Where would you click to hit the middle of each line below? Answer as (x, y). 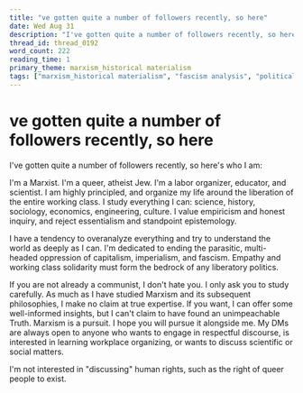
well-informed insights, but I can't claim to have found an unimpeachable (145, 313)
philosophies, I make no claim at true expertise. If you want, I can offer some (151, 304)
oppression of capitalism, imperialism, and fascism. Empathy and (160, 257)
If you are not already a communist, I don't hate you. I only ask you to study (149, 284)
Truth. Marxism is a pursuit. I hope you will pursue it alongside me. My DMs (149, 323)
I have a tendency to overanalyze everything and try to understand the (140, 238)
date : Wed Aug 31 (42, 26)
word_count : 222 (40, 51)
